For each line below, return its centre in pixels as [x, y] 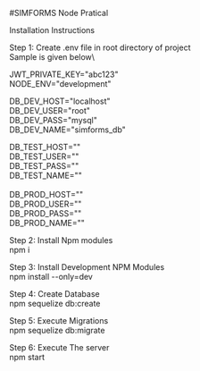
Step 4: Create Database [54, 294]
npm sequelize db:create [55, 304]
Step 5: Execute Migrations [59, 320]
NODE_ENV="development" [60, 84]
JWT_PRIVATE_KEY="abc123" [64, 74]
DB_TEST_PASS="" [44, 166]
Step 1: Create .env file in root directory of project [100, 47]
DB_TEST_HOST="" [45, 147]
